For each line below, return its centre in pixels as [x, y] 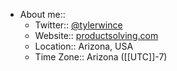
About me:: [42, 14]
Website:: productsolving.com [96, 35]
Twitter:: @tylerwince [78, 25]
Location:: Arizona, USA [84, 46]
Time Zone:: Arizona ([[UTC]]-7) [101, 57]
